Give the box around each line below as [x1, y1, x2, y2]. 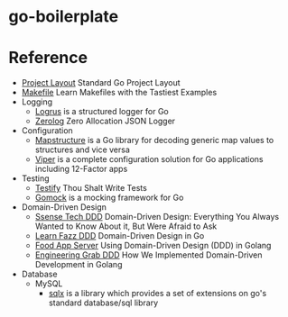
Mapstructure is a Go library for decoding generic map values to [34, 135, 274, 146]
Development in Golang [34, 259, 123, 270]
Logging [21, 96, 53, 107]
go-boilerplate [8, 6, 119, 27]
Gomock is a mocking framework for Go [34, 192, 184, 204]
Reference [8, 48, 88, 68]
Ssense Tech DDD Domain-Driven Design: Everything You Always [34, 212, 280, 222]
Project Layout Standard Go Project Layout [21, 77, 181, 88]
